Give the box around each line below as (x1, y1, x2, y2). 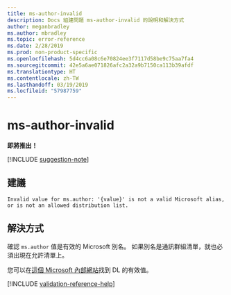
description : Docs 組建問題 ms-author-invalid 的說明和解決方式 (7, 17, 185, 24)
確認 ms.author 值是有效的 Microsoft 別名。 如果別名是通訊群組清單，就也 (7, 242, 217, 251)
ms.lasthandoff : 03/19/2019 (7, 81, 89, 88)
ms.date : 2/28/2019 (7, 42, 64, 49)
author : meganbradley (7, 23, 70, 30)
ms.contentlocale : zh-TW (7, 74, 79, 82)
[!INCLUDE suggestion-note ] (7, 155, 89, 164)
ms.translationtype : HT (7, 68, 76, 75)
